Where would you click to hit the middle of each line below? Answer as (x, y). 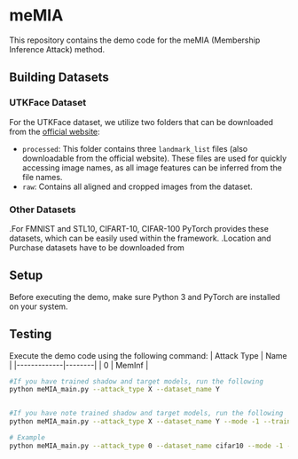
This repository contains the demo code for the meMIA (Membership (135, 40)
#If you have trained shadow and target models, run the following (137, 381)
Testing (31, 334)
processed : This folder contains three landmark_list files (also (135, 148)
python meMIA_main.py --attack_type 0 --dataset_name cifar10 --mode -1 (146, 446)
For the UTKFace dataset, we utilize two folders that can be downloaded (141, 122)
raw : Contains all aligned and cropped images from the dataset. (137, 186)
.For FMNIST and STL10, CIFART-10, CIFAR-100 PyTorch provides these (139, 228)
